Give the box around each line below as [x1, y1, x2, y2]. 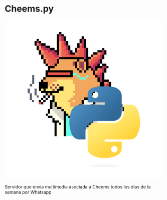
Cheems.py [5, 3, 54, 15]
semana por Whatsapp [5, 189, 52, 195]
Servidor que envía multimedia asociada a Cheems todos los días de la [5, 183, 151, 189]
